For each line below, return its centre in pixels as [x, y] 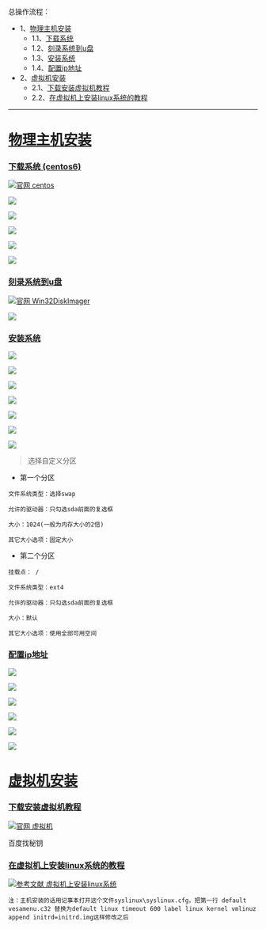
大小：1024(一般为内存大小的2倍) [56, 525]
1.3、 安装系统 [53, 58]
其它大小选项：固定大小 [41, 540]
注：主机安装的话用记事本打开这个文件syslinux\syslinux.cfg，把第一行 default [127, 901]
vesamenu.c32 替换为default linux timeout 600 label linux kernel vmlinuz [132, 909]
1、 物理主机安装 [46, 28]
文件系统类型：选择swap [42, 494]
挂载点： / [24, 572]
